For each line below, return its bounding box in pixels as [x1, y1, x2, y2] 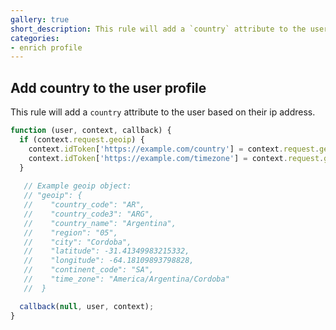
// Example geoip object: [23, 181, 132, 191]
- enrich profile [10, 42, 83, 53]
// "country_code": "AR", [23, 200, 145, 210]
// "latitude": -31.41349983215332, [23, 246, 190, 256]
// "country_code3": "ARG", [23, 209, 155, 219]
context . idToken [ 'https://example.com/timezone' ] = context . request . [28, 153, 325, 163]
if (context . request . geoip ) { [19, 134, 145, 145]
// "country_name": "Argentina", [23, 218, 177, 228]
